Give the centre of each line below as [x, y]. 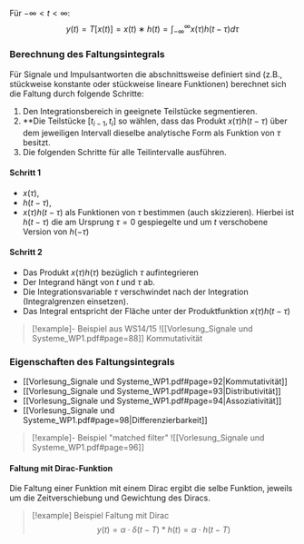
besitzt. [37, 142]
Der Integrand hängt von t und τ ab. [89, 282]
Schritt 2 [26, 252]
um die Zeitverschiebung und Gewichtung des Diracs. [110, 498]
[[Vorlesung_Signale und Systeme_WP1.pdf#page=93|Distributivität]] [152, 391]
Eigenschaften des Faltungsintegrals [92, 361]
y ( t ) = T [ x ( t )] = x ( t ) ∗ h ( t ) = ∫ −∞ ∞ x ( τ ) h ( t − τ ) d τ [152, 29]
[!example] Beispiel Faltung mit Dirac [100, 516]
